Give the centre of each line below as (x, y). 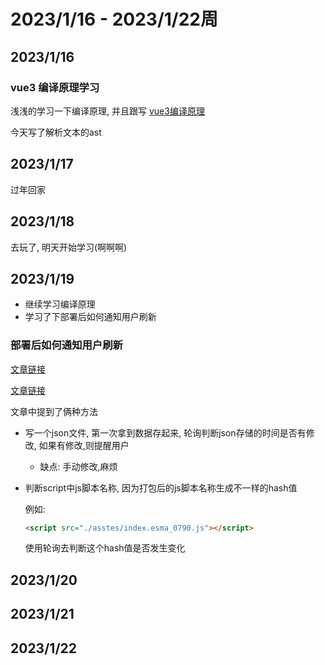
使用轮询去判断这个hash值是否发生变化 (105, 548)
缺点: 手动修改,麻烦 (78, 466)
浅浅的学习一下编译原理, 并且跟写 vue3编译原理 (107, 111)
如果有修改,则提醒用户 (84, 445)
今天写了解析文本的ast (56, 132)
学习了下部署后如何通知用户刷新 (90, 317)
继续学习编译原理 (60, 304)
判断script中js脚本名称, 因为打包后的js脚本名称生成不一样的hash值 (161, 487)
